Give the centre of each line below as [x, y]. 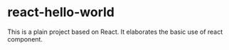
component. [25, 39]
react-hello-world [61, 12]
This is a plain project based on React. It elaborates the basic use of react [115, 32]
